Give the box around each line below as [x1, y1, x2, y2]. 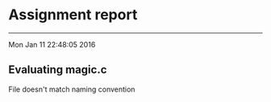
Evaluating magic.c [8, 63, 107, 77]
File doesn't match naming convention [8, 84, 135, 94]
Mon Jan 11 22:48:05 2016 [8, 39, 96, 49]
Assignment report [8, 6, 138, 24]
